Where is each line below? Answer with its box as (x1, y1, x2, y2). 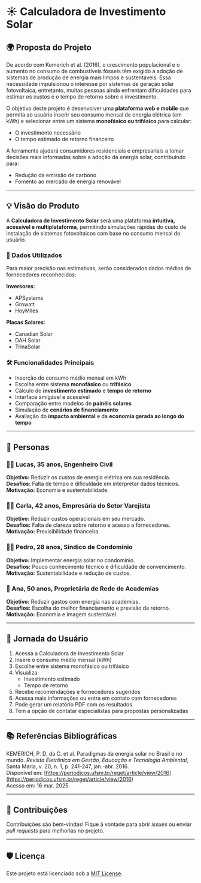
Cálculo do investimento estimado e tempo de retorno (14, 387, 151, 395)
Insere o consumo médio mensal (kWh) (14, 656, 112, 663)
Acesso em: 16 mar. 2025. (6, 781, 71, 789)
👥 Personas (6, 442, 50, 452)
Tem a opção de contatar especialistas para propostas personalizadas (14, 707, 188, 714)
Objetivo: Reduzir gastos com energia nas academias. (6, 598, 141, 605)
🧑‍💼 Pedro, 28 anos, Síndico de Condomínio (6, 543, 133, 551)
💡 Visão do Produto (6, 201, 80, 211)
